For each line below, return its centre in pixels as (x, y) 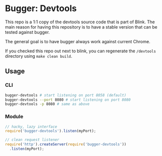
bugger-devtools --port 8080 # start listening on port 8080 (68, 100)
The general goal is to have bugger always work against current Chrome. (78, 41)
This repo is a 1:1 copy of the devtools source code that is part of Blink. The (80, 22)
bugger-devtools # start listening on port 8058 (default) (66, 95)
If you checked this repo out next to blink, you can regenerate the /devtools (81, 51)
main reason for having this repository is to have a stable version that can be (81, 27)
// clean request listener (32, 140)
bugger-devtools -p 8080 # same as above (47, 104)
